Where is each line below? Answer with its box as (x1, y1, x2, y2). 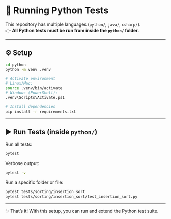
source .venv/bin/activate (5, 86, 63, 91)
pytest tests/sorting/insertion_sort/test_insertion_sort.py (5, 194, 138, 199)
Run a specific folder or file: (5, 179, 64, 185)
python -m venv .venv (5, 67, 51, 72)
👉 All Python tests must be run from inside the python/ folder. (5, 27, 139, 33)
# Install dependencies (5, 104, 56, 109)
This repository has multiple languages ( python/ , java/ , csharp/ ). (5, 21, 141, 28)
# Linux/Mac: (5, 81, 33, 86)
